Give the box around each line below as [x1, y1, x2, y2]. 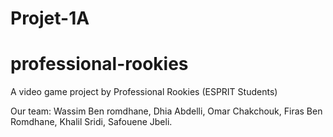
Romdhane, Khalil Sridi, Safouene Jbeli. [10, 116, 173, 128]
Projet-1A [10, 7, 90, 30]
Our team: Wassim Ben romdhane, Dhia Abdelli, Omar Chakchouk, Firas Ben [10, 105, 323, 117]
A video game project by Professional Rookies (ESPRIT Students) [10, 86, 278, 98]
